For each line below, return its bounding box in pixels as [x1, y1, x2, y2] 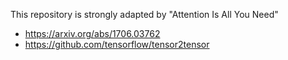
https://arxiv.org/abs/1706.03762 [24, 28, 161, 39]
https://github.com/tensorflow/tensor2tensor [24, 39, 210, 50]
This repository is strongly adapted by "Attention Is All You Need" [10, 9, 279, 20]
